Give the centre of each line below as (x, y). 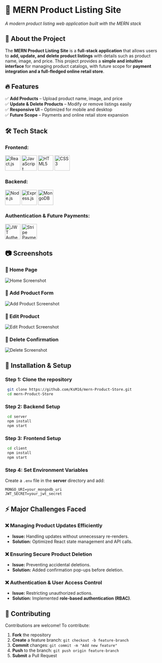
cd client (17, 448)
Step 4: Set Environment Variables (47, 470)
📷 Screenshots (29, 253)
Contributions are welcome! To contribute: (48, 625)
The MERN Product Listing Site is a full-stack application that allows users (81, 50)
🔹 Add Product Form (29, 293)
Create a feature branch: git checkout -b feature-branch (71, 640)
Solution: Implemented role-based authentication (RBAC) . (71, 598)
